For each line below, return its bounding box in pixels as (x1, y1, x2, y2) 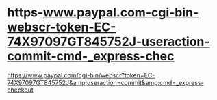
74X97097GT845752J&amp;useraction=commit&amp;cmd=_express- (7, 78, 204, 86)
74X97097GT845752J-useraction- (7, 34, 210, 49)
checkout (7, 86, 34, 94)
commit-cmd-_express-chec (7, 49, 175, 64)
